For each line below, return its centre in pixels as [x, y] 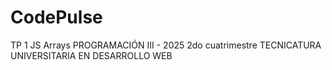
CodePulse [56, 17]
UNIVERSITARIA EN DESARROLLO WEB [91, 55]
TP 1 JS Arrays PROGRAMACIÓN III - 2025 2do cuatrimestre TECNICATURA [166, 45]
